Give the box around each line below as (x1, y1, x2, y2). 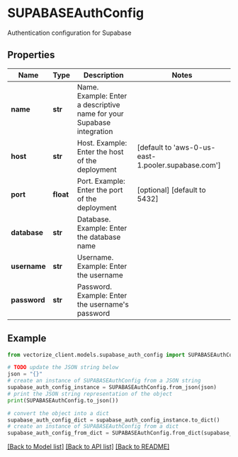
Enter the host (76, 147, 124, 157)
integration (76, 126, 113, 136)
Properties (7, 49, 55, 61)
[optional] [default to (137, 185, 206, 194)
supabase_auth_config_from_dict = (7, 429, 110, 437)
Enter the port (76, 185, 123, 194)
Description (83, 70, 124, 79)
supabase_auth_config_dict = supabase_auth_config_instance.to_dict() (7, 417, 220, 424)
